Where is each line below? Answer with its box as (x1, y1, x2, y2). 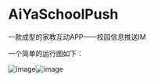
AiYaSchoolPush (8, 5, 119, 23)
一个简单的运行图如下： (8, 48, 84, 58)
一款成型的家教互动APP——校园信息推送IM (8, 32, 146, 41)
